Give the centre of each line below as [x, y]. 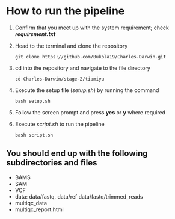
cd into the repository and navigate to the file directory [82, 68]
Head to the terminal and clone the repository [71, 46]
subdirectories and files [52, 163]
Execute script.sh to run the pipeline [60, 124]
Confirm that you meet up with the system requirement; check [92, 28]
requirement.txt [35, 34]
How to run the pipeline [66, 11]
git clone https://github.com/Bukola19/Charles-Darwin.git [91, 57]
